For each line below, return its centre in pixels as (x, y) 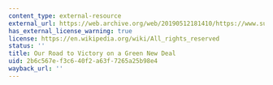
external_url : (32, 23)
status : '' (27, 46)
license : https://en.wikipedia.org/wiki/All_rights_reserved (114, 38)
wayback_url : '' (36, 69)
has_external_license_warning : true (70, 31)
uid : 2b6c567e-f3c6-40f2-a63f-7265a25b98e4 (83, 62)
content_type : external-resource (65, 16)
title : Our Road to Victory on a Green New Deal (92, 53)
